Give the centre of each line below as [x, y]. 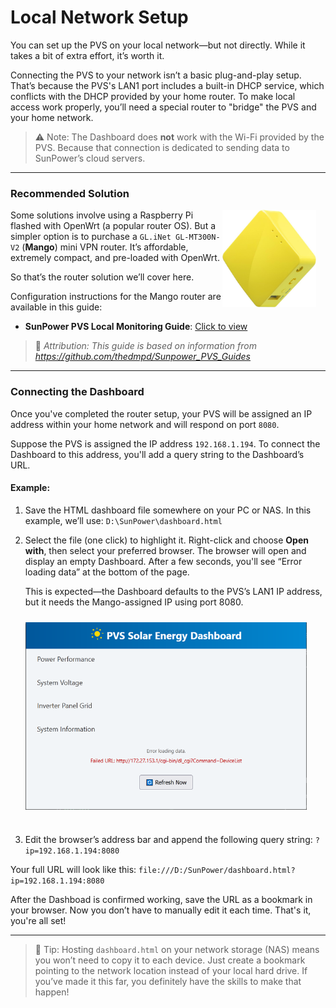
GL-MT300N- [198, 237]
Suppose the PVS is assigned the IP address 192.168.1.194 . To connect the [165, 443]
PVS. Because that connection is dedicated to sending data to [162, 147]
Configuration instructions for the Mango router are [116, 297]
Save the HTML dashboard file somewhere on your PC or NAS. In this [168, 510]
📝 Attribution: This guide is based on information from [145, 346]
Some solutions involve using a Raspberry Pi [102, 215]
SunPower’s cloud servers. [90, 158]
